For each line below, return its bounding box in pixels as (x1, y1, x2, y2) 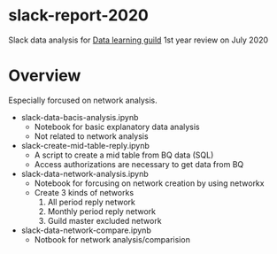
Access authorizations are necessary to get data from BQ (34, 158, 244, 169)
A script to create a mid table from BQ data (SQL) (34, 150, 214, 160)
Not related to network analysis (34, 130, 149, 142)
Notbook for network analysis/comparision (34, 234, 191, 244)
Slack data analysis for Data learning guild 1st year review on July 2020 (8, 35, 269, 45)
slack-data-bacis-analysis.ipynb (20, 112, 139, 122)
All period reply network (47, 196, 136, 207)
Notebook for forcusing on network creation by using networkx (34, 178, 265, 189)
